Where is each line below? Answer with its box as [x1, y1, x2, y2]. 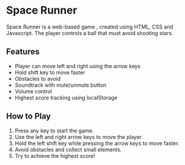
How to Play [6, 111, 52, 122]
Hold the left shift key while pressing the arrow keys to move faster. [14, 139, 180, 147]
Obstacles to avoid [14, 75, 61, 82]
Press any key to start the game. [14, 127, 94, 134]
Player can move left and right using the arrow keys [14, 62, 141, 69]
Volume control [14, 87, 52, 95]
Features [6, 47, 40, 57]
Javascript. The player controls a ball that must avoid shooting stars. [6, 29, 174, 36]
